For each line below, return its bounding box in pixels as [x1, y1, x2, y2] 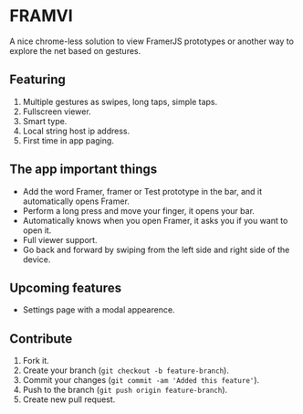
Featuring [9, 72, 67, 88]
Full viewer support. [22, 234, 98, 245]
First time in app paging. [22, 134, 114, 146]
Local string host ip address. [22, 125, 131, 136]
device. [22, 253, 51, 265]
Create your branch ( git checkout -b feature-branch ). [22, 365, 230, 376]
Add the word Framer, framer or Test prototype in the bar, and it [22, 186, 263, 196]
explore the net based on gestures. [9, 45, 141, 56]
